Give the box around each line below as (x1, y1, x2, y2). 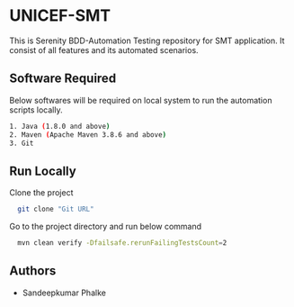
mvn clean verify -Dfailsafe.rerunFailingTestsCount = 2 (17, 239, 227, 248)
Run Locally (9, 163, 76, 178)
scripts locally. (9, 104, 63, 115)
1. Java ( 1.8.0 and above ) (9, 122, 111, 131)
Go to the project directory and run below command (9, 221, 202, 232)
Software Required (9, 71, 117, 86)
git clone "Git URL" (17, 204, 94, 214)
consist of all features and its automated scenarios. (9, 44, 200, 55)
